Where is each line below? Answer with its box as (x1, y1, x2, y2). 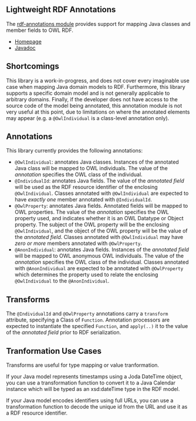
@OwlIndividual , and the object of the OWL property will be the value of (14, 227, 188, 234)
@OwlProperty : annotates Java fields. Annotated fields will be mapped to (14, 203, 188, 210)
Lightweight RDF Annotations (6, 5, 116, 15)
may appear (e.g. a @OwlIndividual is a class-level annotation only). (6, 114, 170, 121)
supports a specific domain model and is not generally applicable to (6, 89, 170, 97)
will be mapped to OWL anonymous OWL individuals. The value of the (14, 253, 184, 260)
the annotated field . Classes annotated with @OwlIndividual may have (14, 234, 184, 241)
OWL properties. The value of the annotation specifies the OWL (14, 208, 169, 216)
